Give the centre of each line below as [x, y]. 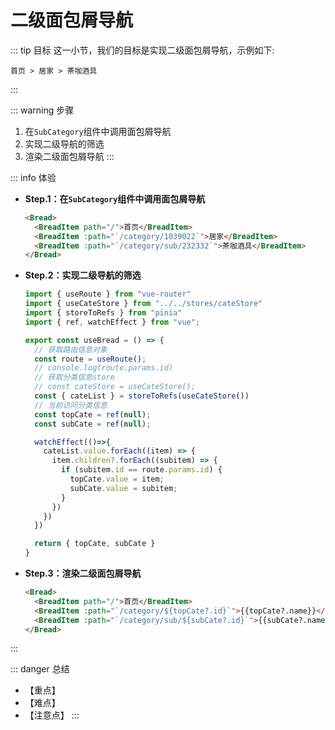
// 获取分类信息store [74, 377]
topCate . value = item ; [117, 479]
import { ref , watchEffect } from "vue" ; [112, 322]
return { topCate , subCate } [95, 544]
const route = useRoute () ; [90, 359]
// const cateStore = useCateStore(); [115, 387]
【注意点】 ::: [52, 715]
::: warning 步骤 [42, 110]
